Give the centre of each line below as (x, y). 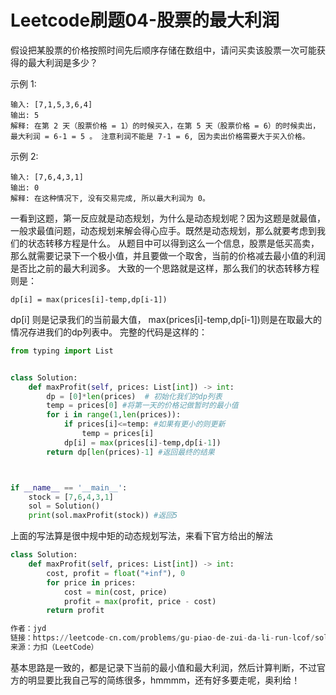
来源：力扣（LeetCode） (54, 647)
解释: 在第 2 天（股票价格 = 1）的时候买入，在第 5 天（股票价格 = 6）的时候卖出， (165, 126)
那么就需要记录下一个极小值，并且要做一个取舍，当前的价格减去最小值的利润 (168, 255)
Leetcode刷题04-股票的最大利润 (145, 20)
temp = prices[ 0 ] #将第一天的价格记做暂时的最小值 (142, 406)
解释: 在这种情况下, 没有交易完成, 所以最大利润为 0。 (110, 198)
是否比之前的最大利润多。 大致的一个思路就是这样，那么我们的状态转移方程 (165, 268)
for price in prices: (91, 582)
